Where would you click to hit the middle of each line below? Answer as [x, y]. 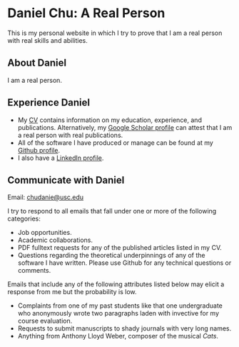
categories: [24, 218]
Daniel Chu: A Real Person [86, 13]
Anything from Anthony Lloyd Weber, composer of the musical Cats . [118, 336]
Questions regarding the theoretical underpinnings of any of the [111, 256]
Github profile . [39, 150]
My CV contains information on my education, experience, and [110, 120]
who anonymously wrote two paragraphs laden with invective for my [118, 313]
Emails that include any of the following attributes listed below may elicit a [116, 284]
